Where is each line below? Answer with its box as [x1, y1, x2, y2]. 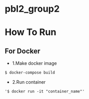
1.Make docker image [12, 60, 57, 66]
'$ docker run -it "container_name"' [5, 89, 85, 94]
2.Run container [12, 79, 46, 85]
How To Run [5, 27, 56, 38]
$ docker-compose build [5, 70, 55, 76]
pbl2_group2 [5, 3, 60, 15]
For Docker [5, 46, 41, 55]
